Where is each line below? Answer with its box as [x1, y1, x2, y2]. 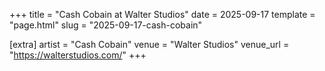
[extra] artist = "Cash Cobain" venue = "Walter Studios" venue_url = [9, 39, 290, 50]
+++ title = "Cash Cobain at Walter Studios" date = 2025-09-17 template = [9, 9, 316, 20]
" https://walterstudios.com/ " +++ [9, 49, 147, 61]
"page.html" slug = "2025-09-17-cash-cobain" [9, 19, 203, 31]
